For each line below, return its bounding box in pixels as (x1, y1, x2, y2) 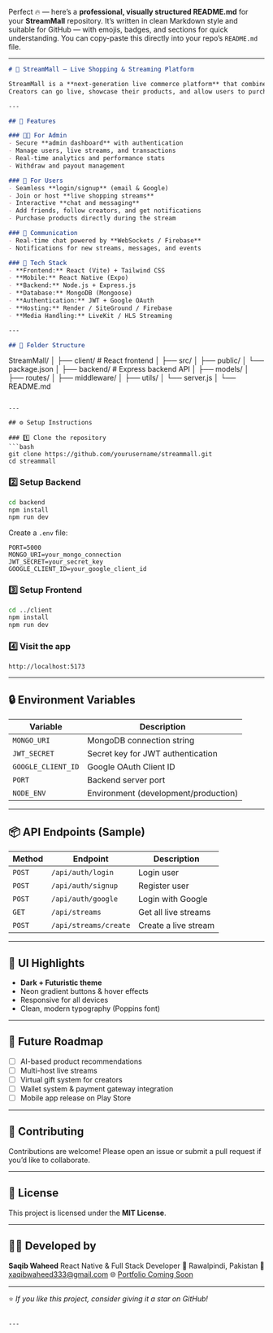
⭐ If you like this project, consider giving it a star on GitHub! (8, 1293, 209, 1304)
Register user (137, 880, 189, 891)
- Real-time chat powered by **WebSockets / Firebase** (8, 236, 201, 245)
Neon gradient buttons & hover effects (19, 986, 149, 995)
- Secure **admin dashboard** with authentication (8, 139, 184, 147)
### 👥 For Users (8, 176, 63, 185)
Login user (137, 867, 180, 878)
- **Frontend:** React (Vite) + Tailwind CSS (8, 266, 165, 275)
